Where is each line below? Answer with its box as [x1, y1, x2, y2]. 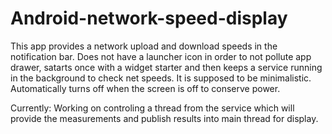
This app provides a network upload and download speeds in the [10, 40, 278, 52]
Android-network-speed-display [10, 7, 288, 30]
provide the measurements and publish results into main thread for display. [10, 112, 319, 124]
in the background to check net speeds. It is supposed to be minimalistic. [10, 72, 312, 84]
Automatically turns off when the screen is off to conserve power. [10, 82, 281, 94]
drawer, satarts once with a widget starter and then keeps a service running [10, 61, 323, 73]
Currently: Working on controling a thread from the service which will [10, 102, 295, 114]
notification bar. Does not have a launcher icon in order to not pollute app [10, 50, 312, 62]
